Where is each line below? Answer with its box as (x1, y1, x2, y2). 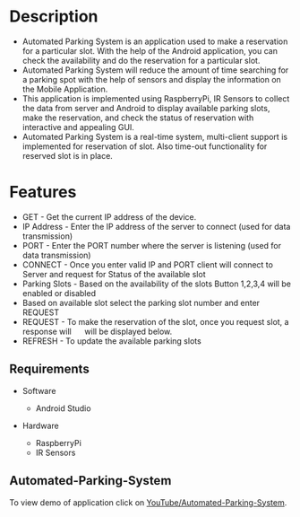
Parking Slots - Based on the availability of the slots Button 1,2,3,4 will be (21, 278, 291, 289)
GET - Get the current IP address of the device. (21, 211, 197, 222)
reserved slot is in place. (21, 150, 114, 161)
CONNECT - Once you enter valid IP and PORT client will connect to (21, 258, 273, 270)
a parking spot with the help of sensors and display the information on (21, 74, 282, 84)
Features (9, 182, 77, 203)
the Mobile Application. (21, 83, 108, 94)
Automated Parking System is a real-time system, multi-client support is (21, 131, 288, 142)
